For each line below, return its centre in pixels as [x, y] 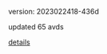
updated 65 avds [36, 27]
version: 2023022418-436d [54, 12]
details [19, 42]
